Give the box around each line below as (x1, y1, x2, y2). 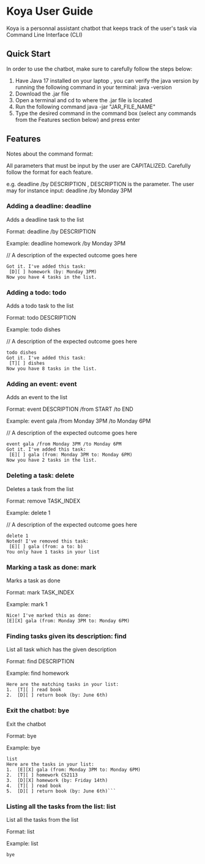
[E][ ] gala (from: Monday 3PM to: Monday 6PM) (9, 452, 133, 458)
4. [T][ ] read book (6, 783, 62, 789)
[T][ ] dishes (9, 360, 45, 367)
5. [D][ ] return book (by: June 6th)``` (6, 788, 116, 794)
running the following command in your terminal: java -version (15, 83, 173, 91)
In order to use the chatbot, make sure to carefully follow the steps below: (6, 65, 193, 72)
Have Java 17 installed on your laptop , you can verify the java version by (15, 77, 199, 84)
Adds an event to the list (6, 394, 68, 401)
